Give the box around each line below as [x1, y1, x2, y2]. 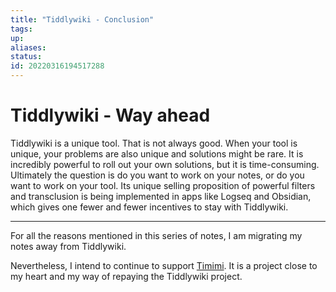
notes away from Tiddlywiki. [10, 240, 127, 252]
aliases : [10, 42, 47, 53]
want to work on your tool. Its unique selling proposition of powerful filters [10, 179, 316, 191]
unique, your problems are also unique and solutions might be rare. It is [10, 147, 304, 160]
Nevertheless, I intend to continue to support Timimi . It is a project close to [10, 259, 318, 271]
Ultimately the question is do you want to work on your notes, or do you [10, 169, 305, 181]
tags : [10, 24, 33, 34]
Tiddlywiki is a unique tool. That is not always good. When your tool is [10, 137, 298, 149]
